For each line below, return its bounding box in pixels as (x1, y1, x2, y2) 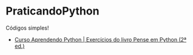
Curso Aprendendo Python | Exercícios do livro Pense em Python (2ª (14, 36, 186, 43)
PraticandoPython (5, 4, 100, 18)
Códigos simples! (5, 24, 49, 31)
